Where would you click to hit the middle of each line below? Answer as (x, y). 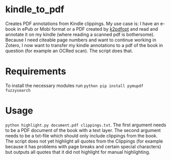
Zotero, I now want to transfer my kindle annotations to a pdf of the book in (84, 45)
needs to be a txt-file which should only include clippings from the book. (81, 135)
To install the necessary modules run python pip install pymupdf (75, 85)
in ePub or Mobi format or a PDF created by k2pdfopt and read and (88, 29)
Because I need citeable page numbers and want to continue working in (81, 40)
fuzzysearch (18, 90)
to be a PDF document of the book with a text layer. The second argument (83, 130)
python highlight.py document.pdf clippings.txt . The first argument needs (86, 125)
